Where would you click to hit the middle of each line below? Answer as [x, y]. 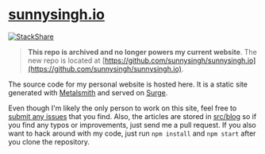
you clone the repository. [49, 141]
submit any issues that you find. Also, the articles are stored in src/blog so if [132, 116]
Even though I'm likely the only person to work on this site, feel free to [123, 108]
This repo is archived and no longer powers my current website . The [142, 52]
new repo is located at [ [66, 60]
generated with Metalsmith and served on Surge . [88, 92]
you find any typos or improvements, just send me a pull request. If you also [132, 125]
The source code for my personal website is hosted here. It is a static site [128, 84]
